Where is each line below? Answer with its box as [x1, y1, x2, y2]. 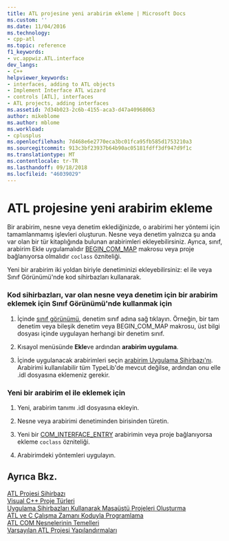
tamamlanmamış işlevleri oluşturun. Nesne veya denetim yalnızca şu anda [7, 230, 217, 239]
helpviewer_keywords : [7, 74, 69, 81]
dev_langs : [7, 61, 39, 68]
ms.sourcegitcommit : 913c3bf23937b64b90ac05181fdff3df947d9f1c [7, 145, 193, 152]
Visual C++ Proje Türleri [7, 496, 75, 504]
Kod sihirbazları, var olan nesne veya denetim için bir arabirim [7, 291, 218, 300]
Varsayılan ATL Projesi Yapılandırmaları [7, 526, 118, 534]
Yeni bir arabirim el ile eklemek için [7, 388, 126, 397]
